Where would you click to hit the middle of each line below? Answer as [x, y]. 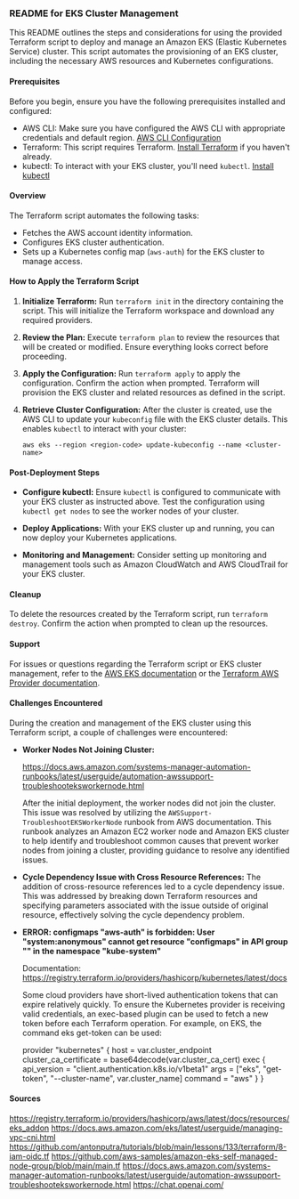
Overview [28, 196]
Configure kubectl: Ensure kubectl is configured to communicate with [151, 492]
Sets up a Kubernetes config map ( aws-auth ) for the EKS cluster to [143, 251]
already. [37, 156]
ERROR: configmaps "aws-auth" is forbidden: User [118, 932]
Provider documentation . [55, 683]
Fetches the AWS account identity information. [107, 232]
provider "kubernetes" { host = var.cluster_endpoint [117, 1049]
